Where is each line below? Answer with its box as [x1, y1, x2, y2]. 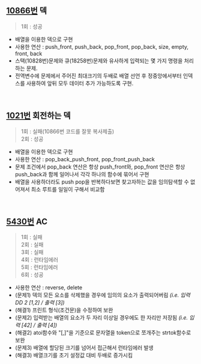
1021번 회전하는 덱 [6, 111, 71, 121]
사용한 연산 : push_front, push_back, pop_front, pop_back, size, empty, [14, 43, 189, 50]
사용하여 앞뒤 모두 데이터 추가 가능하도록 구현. [26, 79, 134, 87]
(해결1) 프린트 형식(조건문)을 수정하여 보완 [14, 306, 113, 314]
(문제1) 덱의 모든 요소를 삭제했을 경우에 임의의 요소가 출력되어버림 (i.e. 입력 [14, 291, 191, 299]
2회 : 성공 [20, 135, 44, 143]
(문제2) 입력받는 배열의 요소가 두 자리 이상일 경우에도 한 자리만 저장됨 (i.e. [14, 314, 188, 321]
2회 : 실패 [20, 241, 44, 248]
